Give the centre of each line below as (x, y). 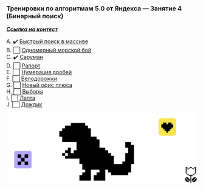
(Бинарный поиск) (35, 16)
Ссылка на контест (32, 29)
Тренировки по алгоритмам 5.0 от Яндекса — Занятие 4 (94, 9)
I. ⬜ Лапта (21, 98)
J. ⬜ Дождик (24, 105)
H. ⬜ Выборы (25, 92)
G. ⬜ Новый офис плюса (40, 85)
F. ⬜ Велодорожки (32, 79)
